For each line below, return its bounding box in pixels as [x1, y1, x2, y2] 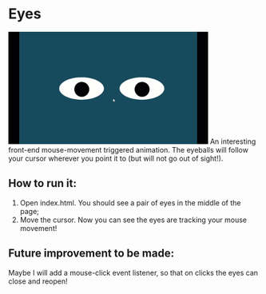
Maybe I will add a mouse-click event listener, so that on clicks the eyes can [8, 268, 258, 277]
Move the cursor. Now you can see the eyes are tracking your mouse [19, 215, 248, 224]
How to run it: [8, 177, 77, 190]
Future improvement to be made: [8, 247, 174, 260]
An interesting [209, 137, 256, 146]
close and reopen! [8, 276, 68, 286]
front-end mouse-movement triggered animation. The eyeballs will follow [8, 145, 249, 154]
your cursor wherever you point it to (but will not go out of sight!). [8, 153, 224, 163]
